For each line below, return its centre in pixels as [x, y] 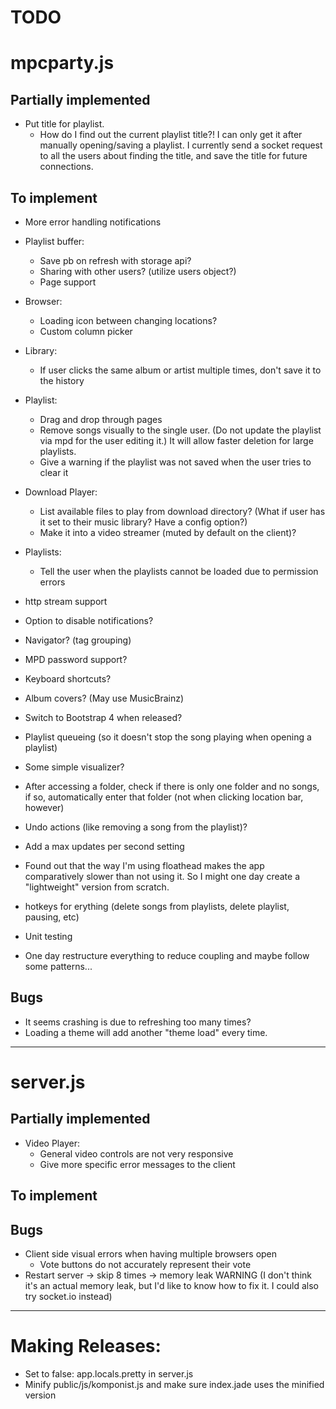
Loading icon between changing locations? [128, 320]
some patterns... [58, 966]
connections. [66, 167]
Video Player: [52, 1143]
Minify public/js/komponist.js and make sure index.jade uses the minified [174, 1384]
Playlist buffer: [54, 241]
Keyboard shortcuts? [68, 679]
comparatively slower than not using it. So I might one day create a [162, 876]
